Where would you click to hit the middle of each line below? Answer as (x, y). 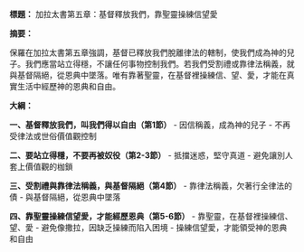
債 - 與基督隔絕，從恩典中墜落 (65, 197)
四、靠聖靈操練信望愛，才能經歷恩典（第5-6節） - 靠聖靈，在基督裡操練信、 (151, 216)
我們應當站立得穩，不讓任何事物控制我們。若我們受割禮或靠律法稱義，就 (160, 64)
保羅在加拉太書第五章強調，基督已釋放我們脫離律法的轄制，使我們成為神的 (148, 52)
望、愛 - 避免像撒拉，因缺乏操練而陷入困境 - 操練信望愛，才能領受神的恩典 (148, 228)
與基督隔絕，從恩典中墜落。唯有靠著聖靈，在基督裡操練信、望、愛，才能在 (148, 75)
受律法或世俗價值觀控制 (53, 136)
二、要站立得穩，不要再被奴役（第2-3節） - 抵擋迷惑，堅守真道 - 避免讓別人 (151, 155)
